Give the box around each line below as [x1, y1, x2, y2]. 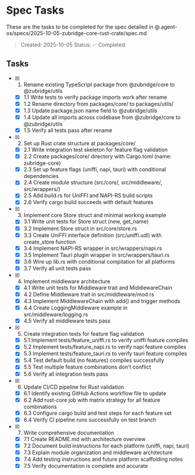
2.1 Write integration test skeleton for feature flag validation [23, 146, 168, 154]
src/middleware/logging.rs [23, 311, 88, 318]
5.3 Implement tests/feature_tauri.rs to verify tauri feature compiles [23, 350, 187, 357]
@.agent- [154, 23, 178, 30]
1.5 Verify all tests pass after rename [23, 127, 113, 134]
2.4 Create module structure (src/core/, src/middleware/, [23, 179, 162, 186]
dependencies [23, 173, 59, 180]
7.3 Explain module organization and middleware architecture [23, 449, 173, 456]
